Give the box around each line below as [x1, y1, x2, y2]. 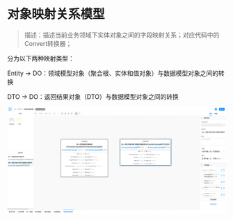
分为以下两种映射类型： [7, 54, 74, 63]
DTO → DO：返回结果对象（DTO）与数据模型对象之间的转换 [7, 92, 179, 101]
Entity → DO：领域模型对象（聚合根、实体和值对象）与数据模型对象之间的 [7, 69, 219, 77]
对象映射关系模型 [7, 6, 106, 22]
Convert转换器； [24, 39, 72, 47]
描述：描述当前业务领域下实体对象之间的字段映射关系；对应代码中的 [24, 31, 220, 39]
